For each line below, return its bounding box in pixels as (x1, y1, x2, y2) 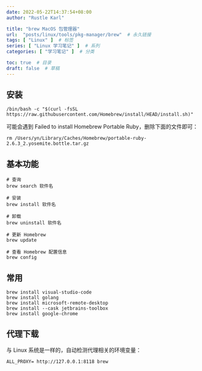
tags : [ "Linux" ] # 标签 (6, 37, 74, 44)
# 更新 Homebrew (6, 232, 46, 238)
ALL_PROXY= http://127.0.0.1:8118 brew (6, 358, 109, 365)
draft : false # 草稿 (6, 65, 60, 71)
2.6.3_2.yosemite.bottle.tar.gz (6, 140, 89, 147)
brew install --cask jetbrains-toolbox (6, 305, 109, 312)
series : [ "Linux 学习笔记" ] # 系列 (6, 43, 100, 49)
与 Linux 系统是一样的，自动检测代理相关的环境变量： (6, 346, 142, 353)
